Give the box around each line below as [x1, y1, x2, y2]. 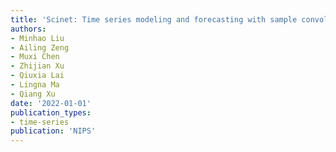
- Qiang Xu [10, 89, 56, 99]
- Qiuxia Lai [10, 71, 65, 81]
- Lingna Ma [10, 80, 60, 90]
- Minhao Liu [10, 33, 65, 43]
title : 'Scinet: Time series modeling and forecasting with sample [10, 14, 298, 25]
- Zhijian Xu [10, 61, 65, 71]
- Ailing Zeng [10, 42, 70, 53]
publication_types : [10, 107, 92, 118]
